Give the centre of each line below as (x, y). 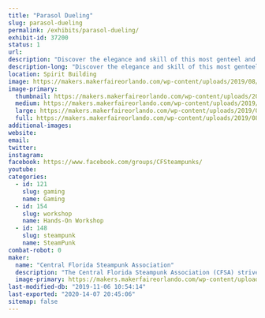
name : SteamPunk (49, 243)
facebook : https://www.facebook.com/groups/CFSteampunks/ (105, 163)
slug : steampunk (49, 236)
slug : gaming (44, 191)
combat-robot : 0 (35, 250)
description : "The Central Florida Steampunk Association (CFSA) (125, 272)
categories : (28, 177)
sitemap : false (33, 301)
